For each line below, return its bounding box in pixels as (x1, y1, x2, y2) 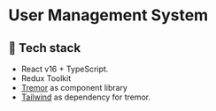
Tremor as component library (20, 83, 127, 92)
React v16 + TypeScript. (20, 63, 109, 74)
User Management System (8, 5, 209, 26)
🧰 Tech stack (8, 41, 81, 55)
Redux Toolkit (20, 73, 72, 84)
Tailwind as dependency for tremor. (20, 92, 151, 102)
